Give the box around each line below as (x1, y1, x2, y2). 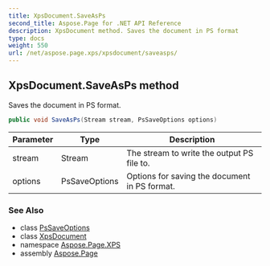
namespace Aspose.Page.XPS (19, 239, 121, 249)
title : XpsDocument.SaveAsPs (8, 11, 106, 20)
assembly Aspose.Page (19, 248, 98, 258)
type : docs (8, 34, 45, 43)
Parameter (12, 133, 54, 145)
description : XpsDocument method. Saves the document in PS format (8, 27, 239, 35)
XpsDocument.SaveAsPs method (8, 79, 179, 92)
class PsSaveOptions (19, 223, 90, 232)
